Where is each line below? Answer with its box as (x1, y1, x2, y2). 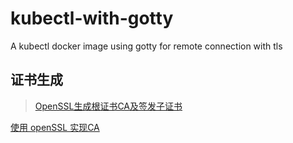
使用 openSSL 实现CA (10, 121, 100, 133)
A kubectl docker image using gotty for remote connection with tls (10, 40, 283, 52)
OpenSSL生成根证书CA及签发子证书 (34, 100, 183, 112)
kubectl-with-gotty (10, 7, 174, 30)
